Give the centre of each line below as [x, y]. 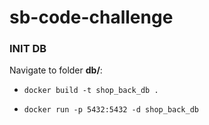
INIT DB [28, 49]
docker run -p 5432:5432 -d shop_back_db [111, 110]
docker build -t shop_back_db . [91, 91]
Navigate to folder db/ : [56, 70]
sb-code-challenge [91, 17]
